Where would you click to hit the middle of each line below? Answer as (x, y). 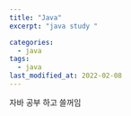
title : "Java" (36, 18)
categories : (31, 42)
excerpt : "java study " (54, 26)
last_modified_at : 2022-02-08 (66, 76)
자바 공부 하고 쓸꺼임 (45, 102)
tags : (19, 59)
